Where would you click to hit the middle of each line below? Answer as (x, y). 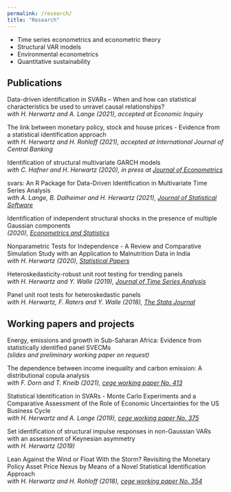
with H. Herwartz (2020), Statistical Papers (68, 261)
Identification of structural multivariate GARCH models (84, 163)
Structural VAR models (49, 47)
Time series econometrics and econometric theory (89, 39)
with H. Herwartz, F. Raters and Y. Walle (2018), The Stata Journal (101, 302)
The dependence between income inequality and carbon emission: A (105, 368)
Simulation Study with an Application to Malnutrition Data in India (99, 254)
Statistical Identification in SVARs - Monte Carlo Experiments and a (102, 396)
